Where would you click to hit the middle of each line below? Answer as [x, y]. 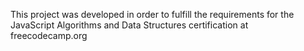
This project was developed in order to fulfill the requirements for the [152, 14]
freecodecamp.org [49, 35]
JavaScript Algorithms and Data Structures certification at [129, 25]
